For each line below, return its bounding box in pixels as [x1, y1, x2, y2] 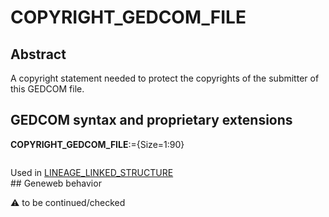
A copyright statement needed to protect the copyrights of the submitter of [10, 72, 320, 84]
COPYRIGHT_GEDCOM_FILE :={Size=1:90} [10, 138, 185, 150]
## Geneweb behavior [10, 177, 102, 189]
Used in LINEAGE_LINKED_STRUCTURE [10, 166, 174, 178]
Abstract [10, 46, 67, 63]
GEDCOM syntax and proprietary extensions [10, 112, 293, 129]
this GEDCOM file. [10, 83, 85, 95]
